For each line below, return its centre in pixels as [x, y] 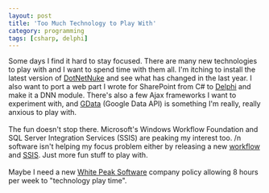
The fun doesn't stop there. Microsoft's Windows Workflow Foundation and [133, 129]
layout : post [30, 16]
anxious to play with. [43, 113]
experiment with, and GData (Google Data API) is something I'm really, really [134, 104]
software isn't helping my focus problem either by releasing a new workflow [134, 146]
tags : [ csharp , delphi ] [48, 38]
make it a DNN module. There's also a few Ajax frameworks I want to [122, 95]
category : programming [46, 31]
